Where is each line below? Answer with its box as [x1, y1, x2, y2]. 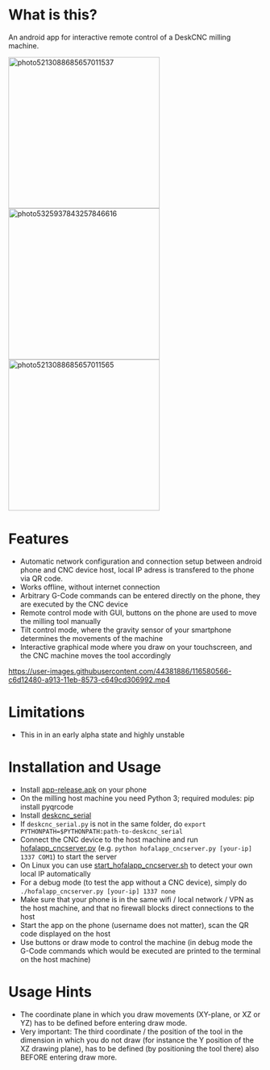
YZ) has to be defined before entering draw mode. [19, 1018, 188, 1027]
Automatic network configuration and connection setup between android [19, 556, 262, 566]
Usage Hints [8, 982, 93, 1001]
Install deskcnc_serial [19, 810, 92, 820]
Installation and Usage [8, 758, 161, 776]
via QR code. [19, 573, 63, 583]
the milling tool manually [19, 616, 102, 626]
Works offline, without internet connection [19, 582, 160, 592]
